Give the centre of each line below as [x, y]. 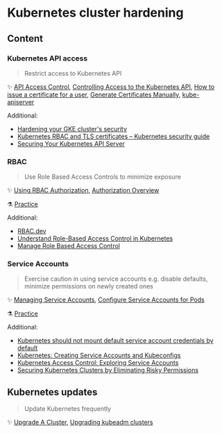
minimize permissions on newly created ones [89, 286]
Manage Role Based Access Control [68, 246]
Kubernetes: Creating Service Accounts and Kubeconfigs [99, 355]
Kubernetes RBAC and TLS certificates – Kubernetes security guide [113, 136]
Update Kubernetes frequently [68, 409]
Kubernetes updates [52, 392]
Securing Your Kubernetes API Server [71, 143]
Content [25, 39]
